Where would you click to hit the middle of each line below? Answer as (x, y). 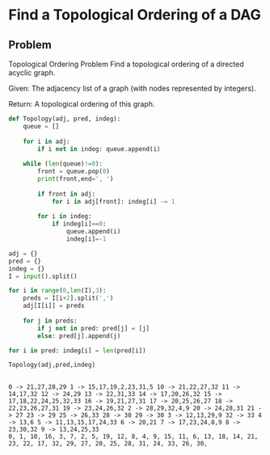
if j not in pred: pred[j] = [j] (94, 328)
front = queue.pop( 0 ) (74, 171)
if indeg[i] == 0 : (79, 224)
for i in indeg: (65, 217)
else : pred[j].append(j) (79, 336)
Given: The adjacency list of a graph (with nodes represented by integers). (132, 88)
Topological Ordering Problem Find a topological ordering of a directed (126, 64)
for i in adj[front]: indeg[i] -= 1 (113, 201)
